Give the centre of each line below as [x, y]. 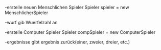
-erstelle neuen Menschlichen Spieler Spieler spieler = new [67, 7]
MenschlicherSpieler [27, 13]
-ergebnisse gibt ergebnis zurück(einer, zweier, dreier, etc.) [67, 42]
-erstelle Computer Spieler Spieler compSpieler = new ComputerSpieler [80, 32]
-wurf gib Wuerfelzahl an [31, 22]
